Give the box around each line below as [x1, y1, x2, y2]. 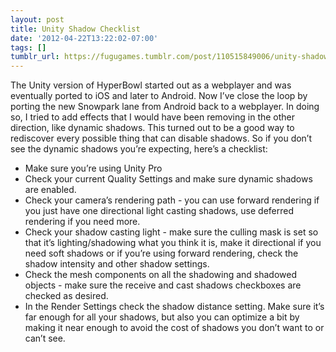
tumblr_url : [10, 52, 60, 62]
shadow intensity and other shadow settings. [24, 258, 210, 270]
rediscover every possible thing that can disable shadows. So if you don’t [10, 132, 313, 145]
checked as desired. [24, 290, 109, 302]
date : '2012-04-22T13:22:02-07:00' [10, 33, 159, 43]
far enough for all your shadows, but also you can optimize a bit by [24, 311, 300, 323]
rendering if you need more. [24, 216, 141, 228]
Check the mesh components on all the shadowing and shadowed [24, 269, 298, 281]
